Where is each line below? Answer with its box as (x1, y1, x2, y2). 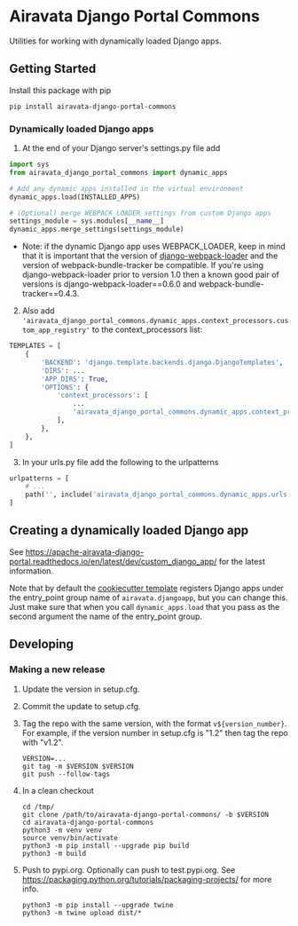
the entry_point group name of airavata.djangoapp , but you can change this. (9, 592, 288, 603)
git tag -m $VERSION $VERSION (21, 762, 135, 771)
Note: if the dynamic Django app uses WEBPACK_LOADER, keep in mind (21, 241, 286, 252)
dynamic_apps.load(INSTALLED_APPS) (9, 193, 141, 202)
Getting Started (9, 61, 97, 76)
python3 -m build (21, 849, 87, 858)
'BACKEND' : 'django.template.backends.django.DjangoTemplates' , (41, 358, 284, 367)
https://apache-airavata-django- (25, 546, 145, 557)
